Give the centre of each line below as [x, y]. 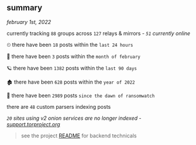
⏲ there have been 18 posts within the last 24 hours [70, 44]
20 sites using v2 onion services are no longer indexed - [74, 118]
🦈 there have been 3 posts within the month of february [74, 56]
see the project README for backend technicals [79, 136]
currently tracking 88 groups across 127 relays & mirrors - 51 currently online [99, 33]
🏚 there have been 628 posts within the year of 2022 [71, 82]
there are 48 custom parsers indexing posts [59, 106]
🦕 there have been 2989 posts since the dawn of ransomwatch [81, 95]
